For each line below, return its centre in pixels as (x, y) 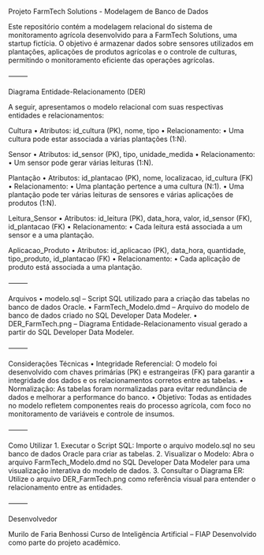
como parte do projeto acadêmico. (64, 542)
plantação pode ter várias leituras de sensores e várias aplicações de (121, 195)
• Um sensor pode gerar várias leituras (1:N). (81, 162)
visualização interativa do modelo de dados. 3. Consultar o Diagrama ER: (126, 471)
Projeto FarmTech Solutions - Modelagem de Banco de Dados (108, 11)
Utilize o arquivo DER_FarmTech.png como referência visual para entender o (132, 479)
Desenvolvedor (33, 519)
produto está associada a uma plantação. (75, 267)
